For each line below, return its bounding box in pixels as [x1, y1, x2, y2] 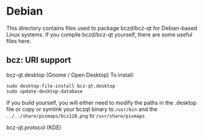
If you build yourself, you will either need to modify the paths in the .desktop [6, 99, 197, 106]
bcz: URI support [6, 55, 72, 65]
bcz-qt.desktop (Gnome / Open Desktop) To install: [6, 71, 135, 79]
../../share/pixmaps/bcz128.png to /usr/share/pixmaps [6, 111, 145, 119]
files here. [6, 37, 32, 44]
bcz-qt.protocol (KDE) [6, 124, 62, 131]
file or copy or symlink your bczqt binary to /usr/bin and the [6, 105, 158, 113]
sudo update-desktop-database [6, 88, 83, 94]
